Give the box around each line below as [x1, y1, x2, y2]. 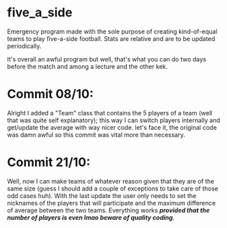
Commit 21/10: [7, 155, 91, 170]
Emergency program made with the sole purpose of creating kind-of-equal [7, 27, 217, 35]
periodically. [7, 42, 42, 50]
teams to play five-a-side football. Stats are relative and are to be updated [7, 34, 215, 42]
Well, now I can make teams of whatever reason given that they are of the [7, 177, 215, 185]
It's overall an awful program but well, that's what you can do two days [7, 55, 206, 63]
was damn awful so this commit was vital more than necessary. [7, 130, 186, 139]
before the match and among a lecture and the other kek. [7, 62, 168, 70]
